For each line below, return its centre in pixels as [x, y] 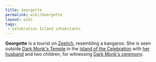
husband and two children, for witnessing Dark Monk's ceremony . [74, 54]
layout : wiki [19, 19]
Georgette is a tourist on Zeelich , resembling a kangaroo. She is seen [78, 43]
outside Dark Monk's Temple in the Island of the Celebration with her [77, 49]
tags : [11, 24]
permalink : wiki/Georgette [34, 15]
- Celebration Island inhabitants [44, 29]
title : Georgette [24, 10]
